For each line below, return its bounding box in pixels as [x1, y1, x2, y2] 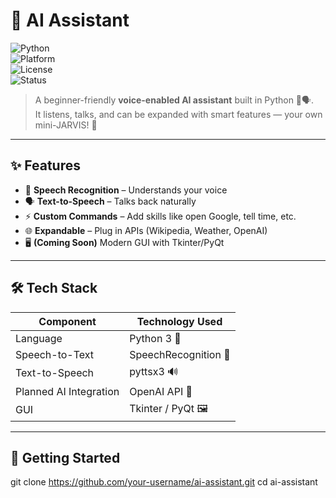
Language [15, 331, 63, 345]
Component [38, 314, 97, 328]
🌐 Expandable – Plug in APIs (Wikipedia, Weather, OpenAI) [24, 224, 268, 236]
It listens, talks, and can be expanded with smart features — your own [34, 108, 323, 120]
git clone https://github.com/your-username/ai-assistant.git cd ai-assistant [10, 476, 318, 488]
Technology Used [136, 314, 223, 328]
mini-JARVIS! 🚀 [34, 119, 98, 131]
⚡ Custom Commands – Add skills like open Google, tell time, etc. [24, 210, 297, 222]
